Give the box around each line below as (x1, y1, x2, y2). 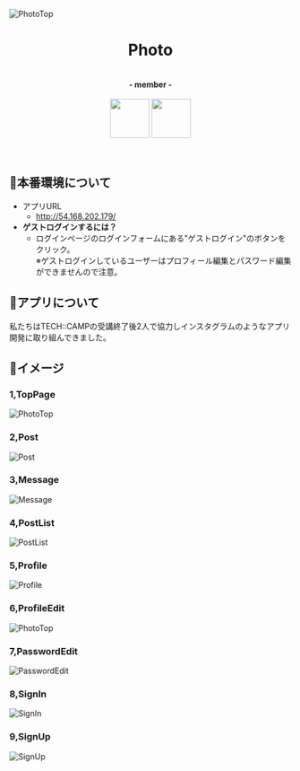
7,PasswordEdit (9, 644, 79, 657)
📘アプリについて (9, 295, 100, 311)
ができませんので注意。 (35, 266, 123, 277)
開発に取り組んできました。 (9, 332, 112, 343)
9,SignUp (9, 731, 51, 743)
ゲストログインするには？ (21, 221, 117, 232)
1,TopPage (9, 388, 56, 400)
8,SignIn (9, 688, 47, 700)
